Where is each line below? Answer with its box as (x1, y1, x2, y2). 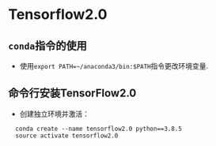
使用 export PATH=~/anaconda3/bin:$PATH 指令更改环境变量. (19, 62, 209, 70)
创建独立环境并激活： (19, 109, 89, 118)
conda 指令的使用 (8, 39, 87, 52)
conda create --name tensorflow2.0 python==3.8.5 (15, 125, 182, 133)
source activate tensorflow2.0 (15, 132, 119, 140)
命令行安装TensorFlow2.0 (8, 87, 137, 100)
